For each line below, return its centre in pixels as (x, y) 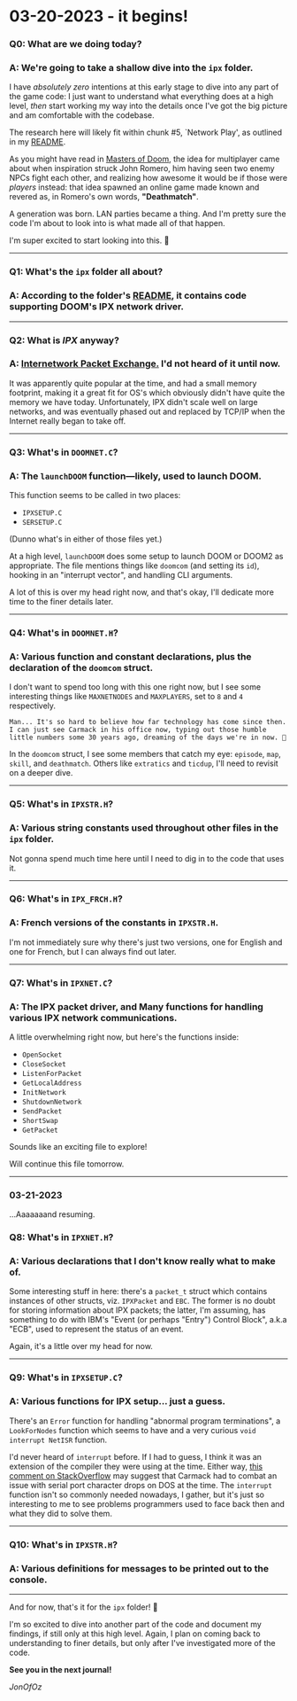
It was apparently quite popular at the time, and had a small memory (133, 383)
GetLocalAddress (52, 1083)
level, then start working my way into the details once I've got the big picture (148, 106)
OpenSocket (42, 1055)
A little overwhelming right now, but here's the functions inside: (124, 1037)
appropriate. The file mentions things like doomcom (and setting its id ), (134, 566)
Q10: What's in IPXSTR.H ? (63, 1544)
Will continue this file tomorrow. (67, 1164)
